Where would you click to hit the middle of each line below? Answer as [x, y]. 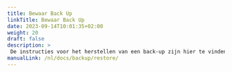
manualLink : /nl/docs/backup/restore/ [63, 58]
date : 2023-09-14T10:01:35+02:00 [55, 26]
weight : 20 [23, 33]
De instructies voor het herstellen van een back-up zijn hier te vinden [118, 52]
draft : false [26, 39]
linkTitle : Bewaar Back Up [46, 20]
